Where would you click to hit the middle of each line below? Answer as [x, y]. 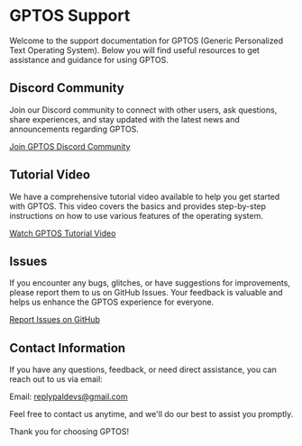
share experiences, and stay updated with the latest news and [125, 119]
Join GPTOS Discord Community [70, 146]
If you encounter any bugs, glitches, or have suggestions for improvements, [150, 283]
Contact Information [68, 348]
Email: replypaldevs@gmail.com [69, 396]
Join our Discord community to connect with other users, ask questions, [143, 110]
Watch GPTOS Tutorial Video [63, 233]
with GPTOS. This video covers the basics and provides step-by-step [138, 206]
